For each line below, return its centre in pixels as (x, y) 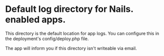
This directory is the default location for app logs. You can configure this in (82, 33)
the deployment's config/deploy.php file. (47, 39)
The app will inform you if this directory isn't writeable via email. (71, 48)
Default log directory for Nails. (69, 9)
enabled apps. (35, 20)
